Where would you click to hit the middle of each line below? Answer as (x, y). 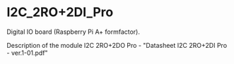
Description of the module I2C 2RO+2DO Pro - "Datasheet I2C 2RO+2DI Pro (117, 45)
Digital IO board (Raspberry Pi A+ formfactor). (74, 32)
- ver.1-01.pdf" (27, 53)
